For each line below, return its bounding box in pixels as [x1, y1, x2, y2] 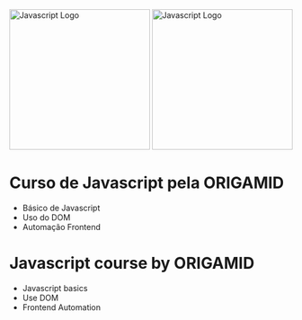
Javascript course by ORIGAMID [9, 253, 254, 273]
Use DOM [22, 292, 59, 303]
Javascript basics [22, 282, 88, 293]
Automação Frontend [22, 221, 102, 232]
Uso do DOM [22, 211, 71, 223]
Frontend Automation [22, 301, 102, 313]
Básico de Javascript [22, 202, 101, 213]
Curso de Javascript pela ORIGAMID [9, 173, 285, 193]
